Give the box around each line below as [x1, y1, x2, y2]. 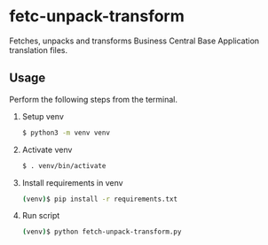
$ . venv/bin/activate [21, 161, 106, 170]
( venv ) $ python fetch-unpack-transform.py [21, 227, 182, 236]
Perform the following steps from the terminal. [9, 94, 178, 104]
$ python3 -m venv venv [21, 128, 111, 137]
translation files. [9, 44, 68, 55]
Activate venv [21, 144, 73, 155]
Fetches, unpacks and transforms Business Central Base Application [9, 35, 260, 46]
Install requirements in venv [21, 177, 123, 188]
